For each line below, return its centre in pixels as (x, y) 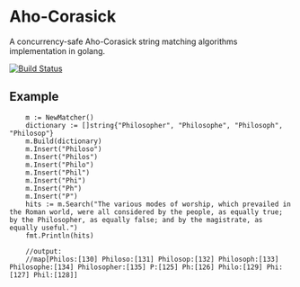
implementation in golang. (57, 50)
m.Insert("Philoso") (64, 149)
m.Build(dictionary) (64, 141)
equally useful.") (44, 228)
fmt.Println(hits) (60, 236)
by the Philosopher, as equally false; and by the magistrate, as (136, 220)
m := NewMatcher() (60, 117)
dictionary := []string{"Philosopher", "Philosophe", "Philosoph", (154, 125)
